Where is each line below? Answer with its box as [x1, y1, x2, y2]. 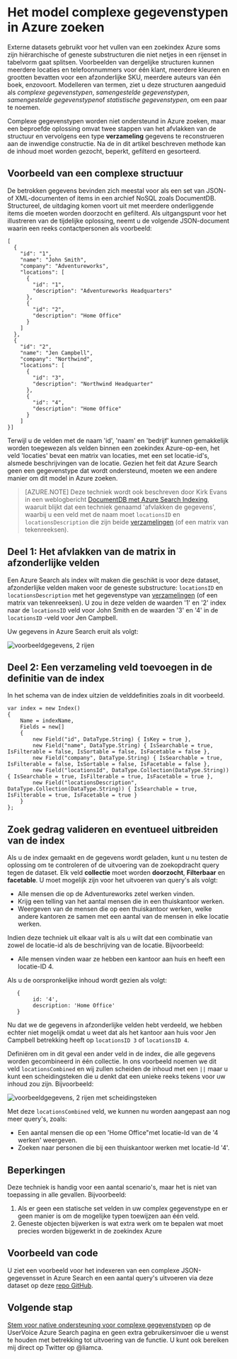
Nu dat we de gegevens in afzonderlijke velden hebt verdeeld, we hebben [7, 1021, 223, 1029]
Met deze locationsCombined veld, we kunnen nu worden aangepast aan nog [7, 1107, 231, 1116]
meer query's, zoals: [7, 1114, 67, 1124]
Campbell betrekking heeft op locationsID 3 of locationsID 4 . [7, 1036, 190, 1044]
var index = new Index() [7, 705, 81, 712]
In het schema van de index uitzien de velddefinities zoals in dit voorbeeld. [7, 691, 225, 700]
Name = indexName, [20, 717, 74, 725]
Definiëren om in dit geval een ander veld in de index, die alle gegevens [7, 1050, 216, 1058]
